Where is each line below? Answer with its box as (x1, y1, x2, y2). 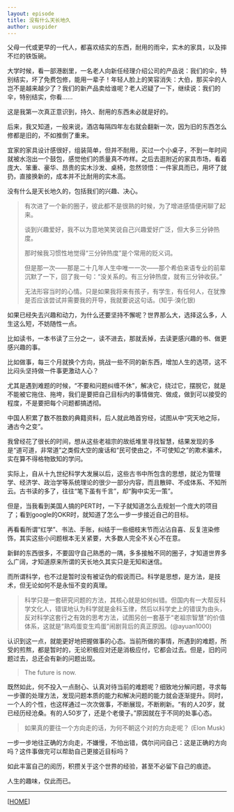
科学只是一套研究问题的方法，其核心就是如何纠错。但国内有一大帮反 (24, 596, 220, 604)
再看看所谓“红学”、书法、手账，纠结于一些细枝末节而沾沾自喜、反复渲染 (7, 525, 214, 534)
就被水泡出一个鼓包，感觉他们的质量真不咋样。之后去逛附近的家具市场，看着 (7, 155, 227, 163)
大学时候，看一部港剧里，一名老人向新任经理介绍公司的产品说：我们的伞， (7, 67, 221, 75)
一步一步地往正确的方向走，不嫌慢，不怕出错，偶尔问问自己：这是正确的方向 (7, 739, 227, 747)
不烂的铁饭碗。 (7, 52, 50, 60)
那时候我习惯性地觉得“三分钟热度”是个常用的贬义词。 (24, 249, 177, 257)
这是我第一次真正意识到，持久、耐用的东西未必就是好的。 (7, 107, 172, 116)
